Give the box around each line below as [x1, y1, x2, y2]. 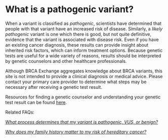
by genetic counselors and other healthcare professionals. [5, 58, 127, 64]
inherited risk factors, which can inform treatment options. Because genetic [5, 47, 163, 53]
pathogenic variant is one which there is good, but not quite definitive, [5, 31, 152, 37]
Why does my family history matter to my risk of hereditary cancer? [5, 128, 147, 135]
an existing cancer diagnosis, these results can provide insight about [5, 42, 149, 48]
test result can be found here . [5, 99, 67, 105]
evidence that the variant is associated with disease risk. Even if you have [5, 37, 159, 43]
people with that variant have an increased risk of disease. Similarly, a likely [5, 25, 163, 31]
